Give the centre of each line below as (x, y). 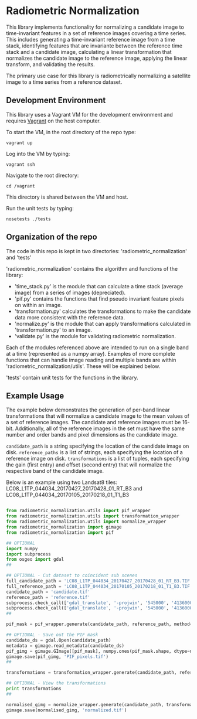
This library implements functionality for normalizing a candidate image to (95, 27)
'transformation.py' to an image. (53, 330)
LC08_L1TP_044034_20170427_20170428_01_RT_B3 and (74, 489)
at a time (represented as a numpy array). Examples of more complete (91, 353)
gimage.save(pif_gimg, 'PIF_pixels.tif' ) (57, 657)
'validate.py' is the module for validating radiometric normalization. (95, 336)
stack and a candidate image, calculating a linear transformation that (89, 52)
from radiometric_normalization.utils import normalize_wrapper (86, 522)
